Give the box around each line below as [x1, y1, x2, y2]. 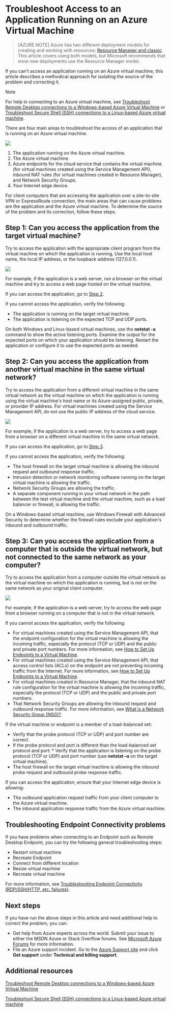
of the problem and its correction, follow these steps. [5, 208, 117, 215]
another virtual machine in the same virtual [5, 365, 145, 374]
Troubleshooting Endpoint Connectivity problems [5, 820, 166, 829]
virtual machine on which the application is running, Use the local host [5, 250, 153, 256]
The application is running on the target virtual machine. [12, 311, 130, 317]
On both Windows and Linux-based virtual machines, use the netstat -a [5, 326, 156, 332]
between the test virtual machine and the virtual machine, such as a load [12, 496, 165, 502]
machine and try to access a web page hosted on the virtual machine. [5, 281, 152, 287]
